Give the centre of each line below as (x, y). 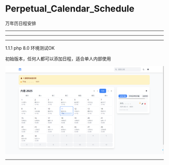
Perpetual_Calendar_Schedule (70, 9)
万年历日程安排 (21, 23)
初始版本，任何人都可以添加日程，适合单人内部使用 (58, 59)
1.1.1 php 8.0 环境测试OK (30, 48)
